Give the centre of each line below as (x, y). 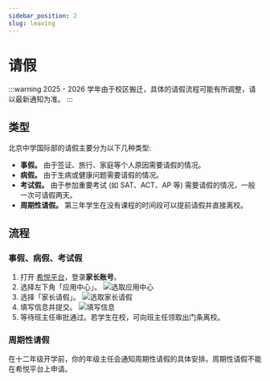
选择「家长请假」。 (50, 297)
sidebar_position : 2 (43, 16)
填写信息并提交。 (48, 307)
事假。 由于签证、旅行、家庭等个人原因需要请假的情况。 (112, 165)
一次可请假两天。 (48, 195)
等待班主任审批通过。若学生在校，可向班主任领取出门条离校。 (122, 317)
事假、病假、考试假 (45, 258)
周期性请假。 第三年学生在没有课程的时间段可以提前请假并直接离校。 (133, 205)
